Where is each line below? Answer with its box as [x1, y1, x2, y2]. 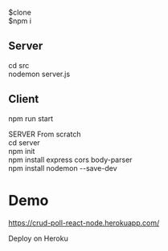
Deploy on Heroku [8, 233, 68, 243]
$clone [8, 8, 32, 17]
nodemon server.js [8, 69, 71, 79]
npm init [8, 146, 35, 156]
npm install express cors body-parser [8, 155, 133, 164]
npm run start [8, 113, 54, 123]
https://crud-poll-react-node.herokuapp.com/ [8, 217, 160, 228]
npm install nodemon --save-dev [8, 163, 118, 172]
